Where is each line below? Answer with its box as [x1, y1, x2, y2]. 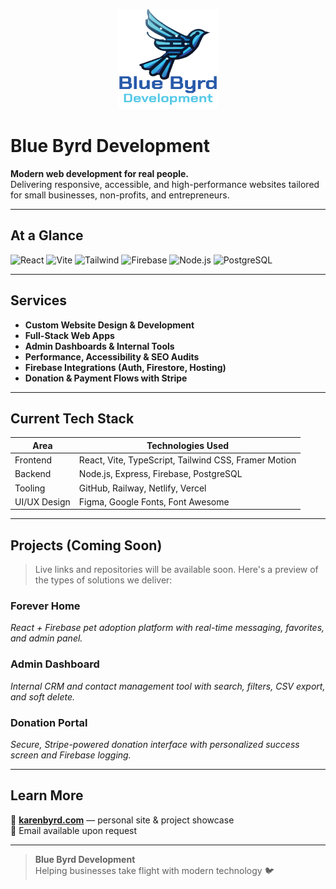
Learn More [10, 787, 84, 804]
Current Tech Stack [10, 410, 135, 427]
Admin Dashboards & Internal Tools [24, 340, 175, 352]
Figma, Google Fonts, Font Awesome [78, 495, 230, 508]
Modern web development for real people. [10, 167, 190, 179]
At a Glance [10, 227, 84, 244]
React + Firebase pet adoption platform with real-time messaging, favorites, [10, 622, 325, 634]
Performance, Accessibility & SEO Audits [24, 350, 200, 363]
